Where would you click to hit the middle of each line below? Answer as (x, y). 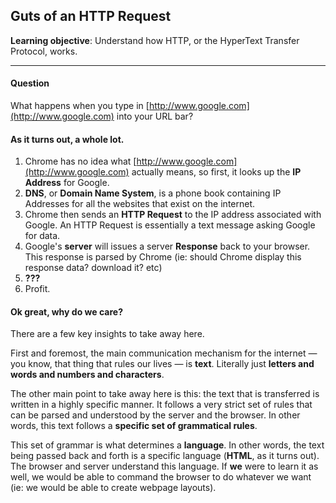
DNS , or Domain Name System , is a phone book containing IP (153, 193)
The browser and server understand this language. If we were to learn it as (164, 466)
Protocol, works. (44, 51)
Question (30, 83)
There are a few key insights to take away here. (107, 334)
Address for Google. (67, 183)
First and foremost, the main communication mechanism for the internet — (164, 353)
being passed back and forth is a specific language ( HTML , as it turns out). (165, 456)
